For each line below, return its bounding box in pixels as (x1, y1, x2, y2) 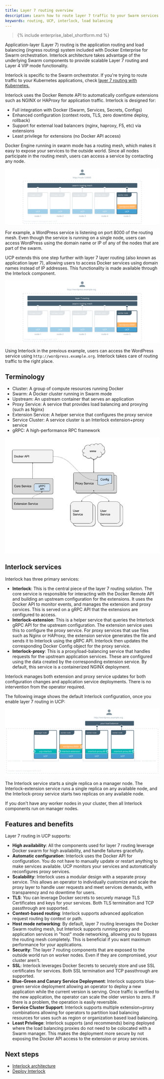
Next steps (5, 1050, 39, 1058)
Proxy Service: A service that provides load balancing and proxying (12, 401, 148, 408)
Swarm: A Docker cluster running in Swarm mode (12, 391, 112, 397)
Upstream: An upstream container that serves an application (12, 396, 134, 402)
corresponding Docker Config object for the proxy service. (12, 643, 131, 649)
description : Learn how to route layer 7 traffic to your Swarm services (5, 13, 159, 18)
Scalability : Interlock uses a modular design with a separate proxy (12, 874, 146, 880)
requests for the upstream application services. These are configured (12, 653, 153, 659)
